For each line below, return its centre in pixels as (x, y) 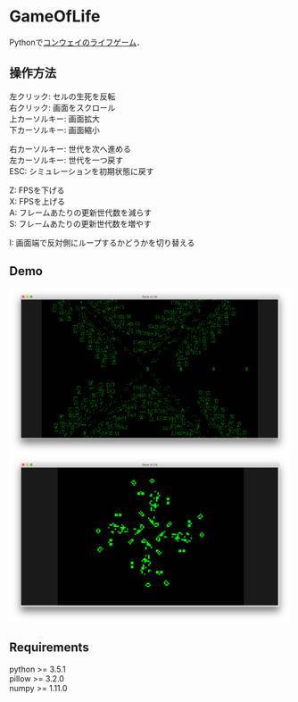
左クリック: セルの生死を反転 (62, 96)
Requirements (49, 648)
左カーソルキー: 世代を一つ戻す (66, 160)
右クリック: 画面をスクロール (62, 107)
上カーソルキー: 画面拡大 (54, 119)
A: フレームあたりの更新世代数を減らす (80, 213)
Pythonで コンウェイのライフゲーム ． (77, 42)
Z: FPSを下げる (37, 190)
